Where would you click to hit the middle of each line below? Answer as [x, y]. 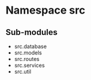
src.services [30, 65]
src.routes [27, 59]
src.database [31, 46]
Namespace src [45, 10]
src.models [28, 53]
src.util [22, 71]
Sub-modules [32, 32]
